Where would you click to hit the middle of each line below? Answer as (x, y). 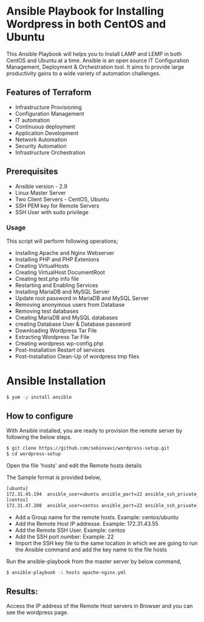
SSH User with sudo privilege (52, 212)
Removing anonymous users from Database (70, 304)
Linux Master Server (40, 192)
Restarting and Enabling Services (56, 285)
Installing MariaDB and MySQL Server (62, 292)
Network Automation (41, 139)
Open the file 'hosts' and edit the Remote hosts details (74, 466)
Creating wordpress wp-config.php (59, 343)
